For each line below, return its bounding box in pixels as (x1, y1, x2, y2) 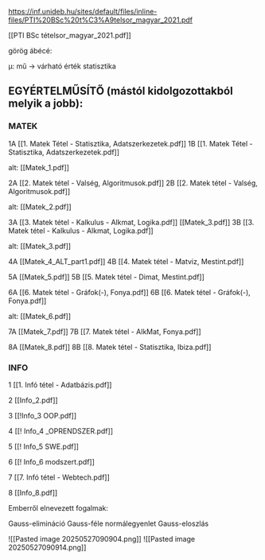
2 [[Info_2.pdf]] (8, 395, 58, 405)
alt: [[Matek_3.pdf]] (8, 241, 72, 251)
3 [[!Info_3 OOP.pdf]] (8, 410, 77, 420)
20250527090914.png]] (8, 542, 87, 552)
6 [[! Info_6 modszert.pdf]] (8, 457, 95, 466)
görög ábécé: (8, 46, 53, 55)
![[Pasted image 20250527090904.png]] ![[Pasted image (8, 534, 196, 543)
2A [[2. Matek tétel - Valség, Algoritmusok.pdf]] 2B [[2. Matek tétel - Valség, (8, 178, 259, 188)
